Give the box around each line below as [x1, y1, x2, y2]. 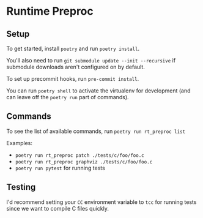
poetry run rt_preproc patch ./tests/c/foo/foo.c [15, 152, 145, 159]
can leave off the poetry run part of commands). [6, 94, 130, 100]
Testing [6, 182, 36, 192]
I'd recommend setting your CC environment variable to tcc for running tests [6, 198, 197, 206]
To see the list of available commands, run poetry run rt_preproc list [6, 127, 185, 135]
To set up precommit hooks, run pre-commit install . [6, 75, 139, 82]
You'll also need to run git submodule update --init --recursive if [6, 57, 176, 64]
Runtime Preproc [6, 4, 94, 18]
